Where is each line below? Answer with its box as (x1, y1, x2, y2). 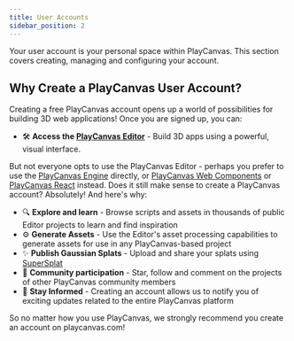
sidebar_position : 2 (9, 21, 86, 30)
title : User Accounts (9, 12, 89, 22)
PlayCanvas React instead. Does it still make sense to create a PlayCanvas (9, 180, 281, 190)
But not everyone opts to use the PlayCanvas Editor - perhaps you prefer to (9, 161, 284, 172)
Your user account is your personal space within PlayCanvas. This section (9, 45, 279, 56)
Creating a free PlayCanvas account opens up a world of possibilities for (9, 104, 274, 115)
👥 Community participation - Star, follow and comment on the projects (21, 267, 282, 278)
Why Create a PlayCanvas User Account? (9, 81, 242, 96)
